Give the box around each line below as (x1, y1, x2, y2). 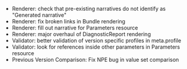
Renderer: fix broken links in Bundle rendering (11, 18, 126, 25)
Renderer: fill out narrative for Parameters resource (11, 24, 138, 31)
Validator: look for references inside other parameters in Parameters (11, 43, 180, 50)
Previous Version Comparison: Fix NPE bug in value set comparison (11, 56, 179, 63)
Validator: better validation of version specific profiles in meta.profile (11, 37, 182, 44)
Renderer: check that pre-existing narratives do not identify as (11, 5, 166, 12)
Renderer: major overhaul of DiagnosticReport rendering (11, 31, 151, 38)
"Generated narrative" (11, 11, 67, 19)
